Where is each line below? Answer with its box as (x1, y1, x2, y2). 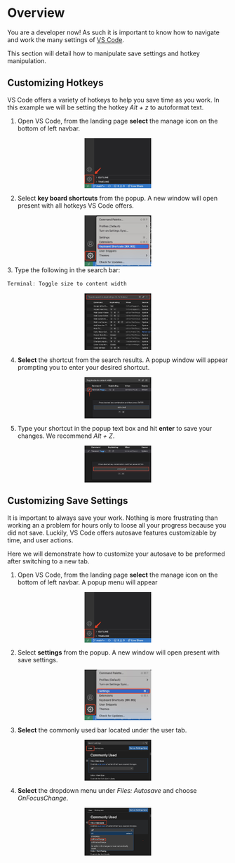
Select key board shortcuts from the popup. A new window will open (17, 194, 218, 203)
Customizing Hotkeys (7, 77, 104, 89)
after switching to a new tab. (7, 556, 90, 566)
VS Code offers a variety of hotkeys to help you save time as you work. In (7, 95, 220, 104)
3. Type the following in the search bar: (7, 265, 121, 274)
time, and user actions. (7, 535, 74, 544)
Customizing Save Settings (7, 495, 128, 507)
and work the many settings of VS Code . (7, 35, 125, 44)
